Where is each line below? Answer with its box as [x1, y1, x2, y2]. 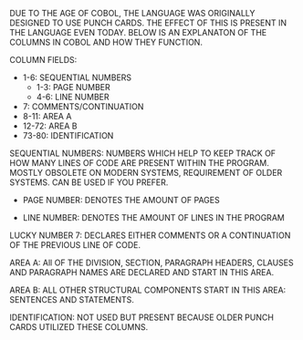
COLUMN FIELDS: [9, 55, 78, 65]
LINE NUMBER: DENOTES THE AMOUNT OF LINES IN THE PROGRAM [22, 212, 285, 222]
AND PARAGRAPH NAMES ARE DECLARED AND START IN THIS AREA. [9, 267, 275, 277]
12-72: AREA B [22, 120, 78, 131]
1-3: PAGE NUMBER [36, 82, 111, 92]
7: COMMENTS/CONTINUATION [22, 101, 144, 112]
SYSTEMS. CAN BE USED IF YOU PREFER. [9, 177, 169, 188]
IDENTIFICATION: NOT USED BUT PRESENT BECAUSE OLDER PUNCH [9, 312, 274, 323]
